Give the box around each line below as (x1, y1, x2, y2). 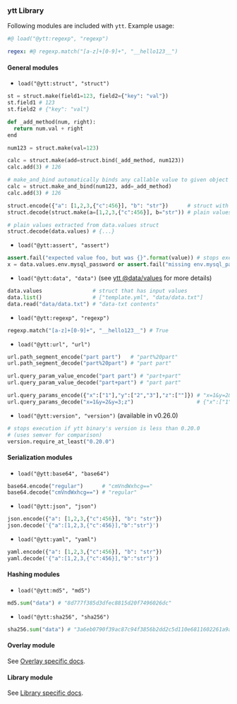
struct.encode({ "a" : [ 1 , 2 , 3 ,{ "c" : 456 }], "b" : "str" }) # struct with (7, 202, 229, 210)
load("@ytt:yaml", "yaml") (17, 536, 97, 543)
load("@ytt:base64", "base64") (17, 470, 110, 478)
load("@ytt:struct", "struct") (17, 80, 110, 87)
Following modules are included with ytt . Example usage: (7, 22, 175, 30)
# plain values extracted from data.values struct (7, 221, 159, 229)
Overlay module (7, 641, 55, 650)
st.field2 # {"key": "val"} (7, 106, 90, 113)
